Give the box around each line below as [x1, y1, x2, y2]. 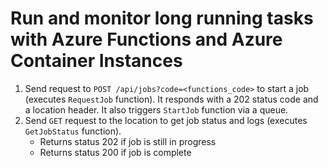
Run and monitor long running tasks [10, 7, 314, 30]
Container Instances [10, 50, 183, 72]
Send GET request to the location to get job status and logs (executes [24, 114, 308, 126]
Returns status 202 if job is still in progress [39, 135, 217, 147]
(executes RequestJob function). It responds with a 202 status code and [24, 93, 319, 105]
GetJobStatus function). [24, 125, 122, 137]
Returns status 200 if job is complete [39, 146, 192, 158]
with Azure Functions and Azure [10, 28, 283, 51]
